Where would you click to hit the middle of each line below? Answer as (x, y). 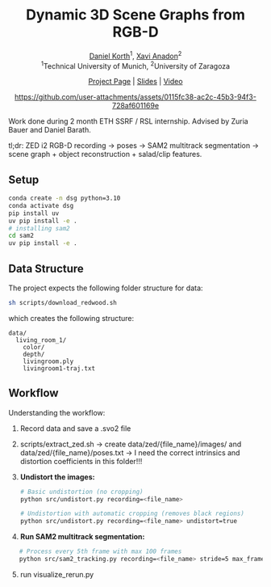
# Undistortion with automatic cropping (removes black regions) (132, 514)
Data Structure (46, 268)
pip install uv (34, 213)
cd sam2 (21, 236)
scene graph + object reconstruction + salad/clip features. (105, 154)
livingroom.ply (48, 361)
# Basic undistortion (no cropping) (81, 492)
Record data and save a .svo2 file (75, 428)
